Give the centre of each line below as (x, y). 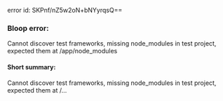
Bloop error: (28, 28)
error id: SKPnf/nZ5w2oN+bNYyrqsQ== (65, 10)
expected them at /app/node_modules (62, 51)
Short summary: (32, 67)
